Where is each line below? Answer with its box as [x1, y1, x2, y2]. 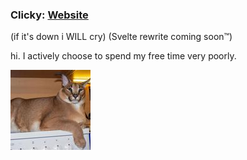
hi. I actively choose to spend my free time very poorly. [10, 50, 237, 62]
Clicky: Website [10, 8, 89, 22]
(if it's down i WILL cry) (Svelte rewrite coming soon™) [10, 31, 233, 43]
